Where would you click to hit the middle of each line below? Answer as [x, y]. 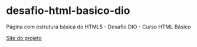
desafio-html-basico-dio [68, 11]
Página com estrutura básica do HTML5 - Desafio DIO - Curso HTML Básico [98, 27]
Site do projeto [24, 38]
